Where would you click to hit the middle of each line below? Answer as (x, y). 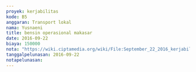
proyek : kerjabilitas (32, 11)
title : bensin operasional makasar (49, 33)
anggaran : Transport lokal (39, 22)
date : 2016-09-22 (27, 38)
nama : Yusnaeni (24, 28)
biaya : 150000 (23, 44)
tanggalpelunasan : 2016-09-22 (43, 55)
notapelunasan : (24, 60)
